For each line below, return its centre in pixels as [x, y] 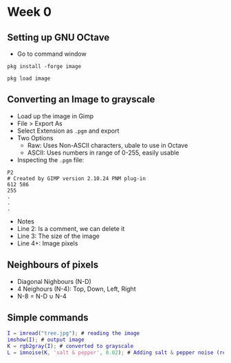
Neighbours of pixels [53, 265]
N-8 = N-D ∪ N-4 [42, 296]
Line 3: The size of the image [58, 236]
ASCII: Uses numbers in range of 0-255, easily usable [103, 153]
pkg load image [29, 78]
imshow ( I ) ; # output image [46, 340]
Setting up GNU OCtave [58, 37]
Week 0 [29, 12]
